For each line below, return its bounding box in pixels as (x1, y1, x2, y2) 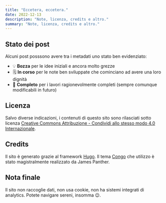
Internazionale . (5, 125, 36, 131)
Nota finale (5, 173, 41, 182)
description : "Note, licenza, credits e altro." (5, 17, 109, 22)
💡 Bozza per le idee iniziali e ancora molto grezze (12, 63, 115, 69)
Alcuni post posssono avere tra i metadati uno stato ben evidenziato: (5, 53, 147, 59)
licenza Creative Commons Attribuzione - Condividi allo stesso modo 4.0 (5, 120, 155, 126)
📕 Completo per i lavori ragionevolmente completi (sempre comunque (12, 81, 157, 88)
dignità (12, 76, 27, 82)
